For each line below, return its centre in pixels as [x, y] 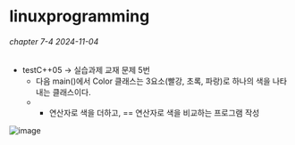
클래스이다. [72, 93]
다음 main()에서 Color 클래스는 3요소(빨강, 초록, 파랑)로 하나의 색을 [153, 81]
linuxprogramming [80, 16]
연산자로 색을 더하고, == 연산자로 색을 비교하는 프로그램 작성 [154, 113]
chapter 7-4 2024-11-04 [54, 41]
